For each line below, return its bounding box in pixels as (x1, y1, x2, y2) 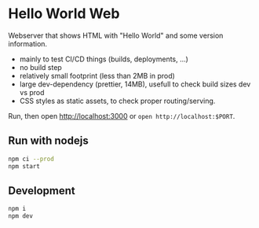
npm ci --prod (8, 155, 55, 163)
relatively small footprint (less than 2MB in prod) (19, 71, 175, 80)
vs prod (19, 87, 45, 97)
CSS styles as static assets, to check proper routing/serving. (19, 96, 216, 105)
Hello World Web (8, 5, 120, 23)
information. (8, 39, 48, 48)
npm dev (8, 212, 34, 220)
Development (8, 184, 76, 197)
